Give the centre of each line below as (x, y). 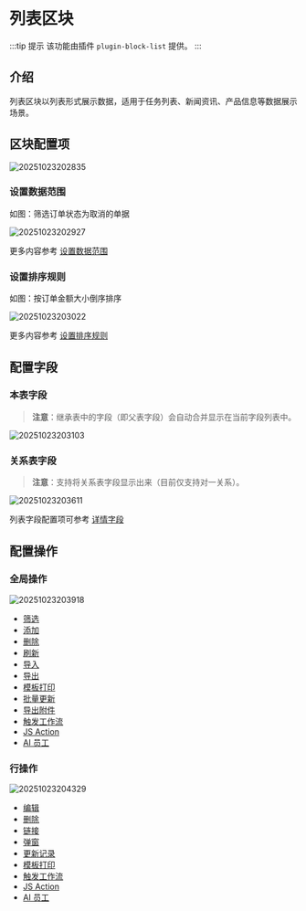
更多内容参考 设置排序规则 (58, 335)
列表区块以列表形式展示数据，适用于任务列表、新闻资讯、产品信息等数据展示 (153, 101)
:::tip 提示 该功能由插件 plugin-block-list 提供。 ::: (106, 46)
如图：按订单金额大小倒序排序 (65, 299)
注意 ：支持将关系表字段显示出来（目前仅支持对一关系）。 (138, 482)
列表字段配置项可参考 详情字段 (67, 519)
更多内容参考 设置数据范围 (58, 250)
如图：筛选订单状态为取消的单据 (69, 213)
